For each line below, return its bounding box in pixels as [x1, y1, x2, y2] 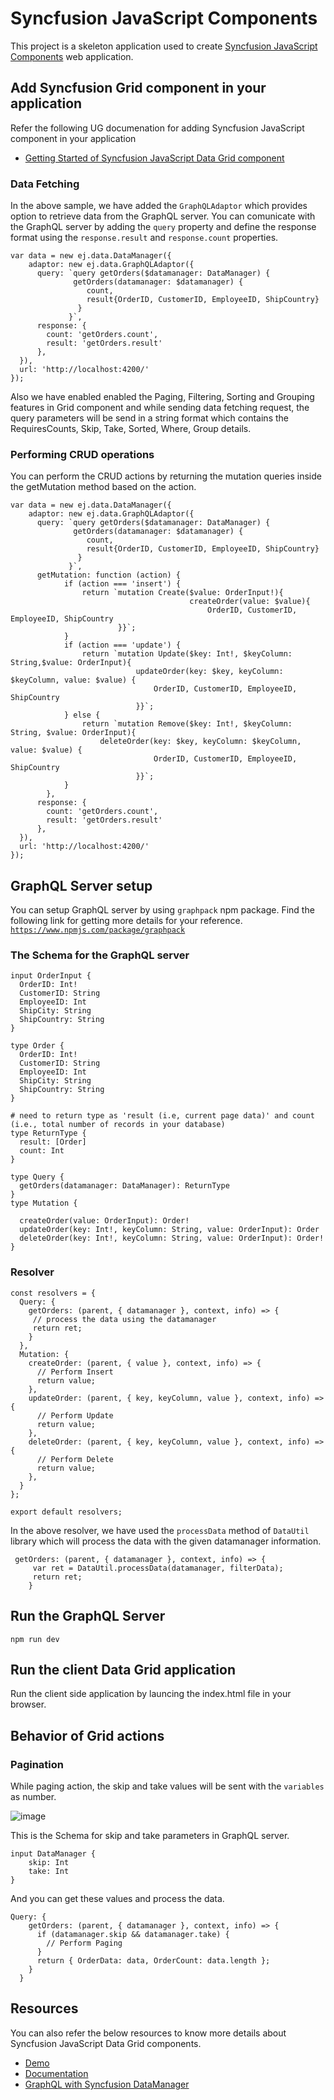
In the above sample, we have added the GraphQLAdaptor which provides [10, 200, 308, 212]
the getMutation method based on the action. [10, 481, 197, 493]
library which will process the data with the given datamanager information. [10, 1535, 322, 1547]
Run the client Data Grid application [10, 1661, 236, 1678]
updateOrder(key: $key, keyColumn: [135, 667, 284, 677]
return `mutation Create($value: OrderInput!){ [81, 588, 284, 598]
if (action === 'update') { [63, 640, 182, 651]
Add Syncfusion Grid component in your [10, 80, 267, 97]
